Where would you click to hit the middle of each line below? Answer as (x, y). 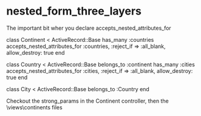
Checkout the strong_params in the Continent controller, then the (87, 101)
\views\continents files (34, 107)
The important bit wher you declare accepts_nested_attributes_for (89, 28)
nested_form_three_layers (74, 11)
